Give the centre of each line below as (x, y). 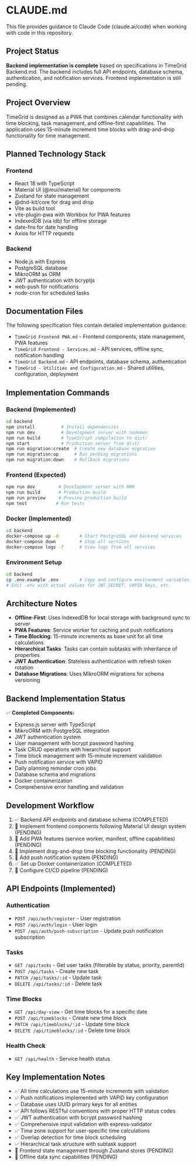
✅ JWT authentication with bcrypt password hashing (78, 1118)
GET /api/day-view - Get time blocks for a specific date (81, 1012)
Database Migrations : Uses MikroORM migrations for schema (89, 674)
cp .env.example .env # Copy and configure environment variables (98, 579)
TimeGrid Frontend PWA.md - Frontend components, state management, (100, 337)
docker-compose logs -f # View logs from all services (81, 547)
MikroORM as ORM (37, 274)
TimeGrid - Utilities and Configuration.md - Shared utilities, (90, 368)
